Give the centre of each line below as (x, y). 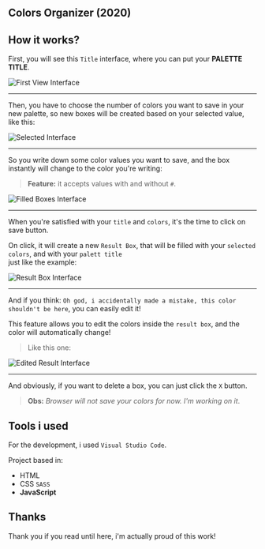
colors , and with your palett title (65, 254)
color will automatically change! (60, 333)
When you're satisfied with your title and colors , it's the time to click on (127, 222)
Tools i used (38, 426)
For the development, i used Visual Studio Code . (88, 445)
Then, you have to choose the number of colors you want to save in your (126, 105)
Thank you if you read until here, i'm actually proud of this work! (112, 536)
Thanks (27, 517)
